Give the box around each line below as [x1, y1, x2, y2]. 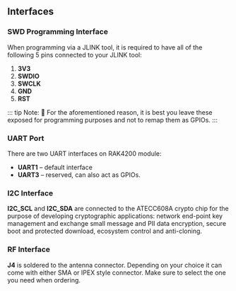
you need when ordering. [7, 275, 81, 284]
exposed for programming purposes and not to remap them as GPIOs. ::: [7, 115, 218, 124]
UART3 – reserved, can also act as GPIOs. [17, 170, 141, 179]
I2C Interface [7, 188, 54, 198]
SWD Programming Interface [7, 27, 108, 37]
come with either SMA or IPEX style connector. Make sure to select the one [7, 268, 226, 277]
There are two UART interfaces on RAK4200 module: [7, 149, 162, 158]
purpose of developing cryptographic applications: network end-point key [7, 212, 223, 220]
